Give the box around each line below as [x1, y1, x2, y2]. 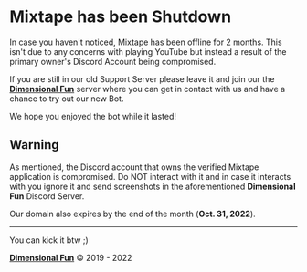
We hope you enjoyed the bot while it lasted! [9, 110, 176, 121]
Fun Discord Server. [9, 190, 85, 202]
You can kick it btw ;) [9, 235, 89, 246]
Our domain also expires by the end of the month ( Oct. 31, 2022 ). [9, 208, 256, 219]
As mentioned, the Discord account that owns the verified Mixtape [9, 162, 259, 173]
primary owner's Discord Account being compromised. [9, 56, 217, 67]
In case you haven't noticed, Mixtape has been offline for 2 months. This [9, 37, 282, 47]
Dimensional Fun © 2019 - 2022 [9, 252, 132, 263]
